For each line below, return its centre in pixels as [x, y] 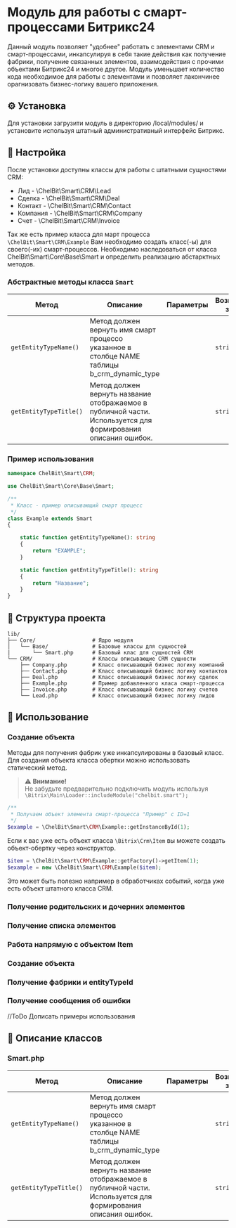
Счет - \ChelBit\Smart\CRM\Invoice [69, 220]
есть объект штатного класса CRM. [60, 888]
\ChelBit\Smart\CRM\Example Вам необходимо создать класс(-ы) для [109, 241]
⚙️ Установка [37, 106]
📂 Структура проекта [57, 618]
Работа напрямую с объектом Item [70, 944]
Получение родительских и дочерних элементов [96, 906]
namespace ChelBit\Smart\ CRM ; [52, 474]
